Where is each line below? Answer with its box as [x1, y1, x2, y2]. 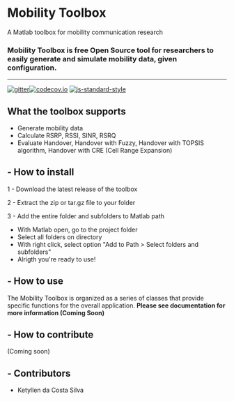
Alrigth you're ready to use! [17, 255, 96, 263]
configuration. [7, 63, 57, 73]
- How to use [7, 275, 64, 287]
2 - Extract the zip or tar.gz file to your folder [7, 198, 136, 206]
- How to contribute [7, 329, 94, 341]
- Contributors [7, 368, 71, 379]
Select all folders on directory [17, 232, 102, 241]
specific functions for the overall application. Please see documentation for [7, 301, 226, 310]
